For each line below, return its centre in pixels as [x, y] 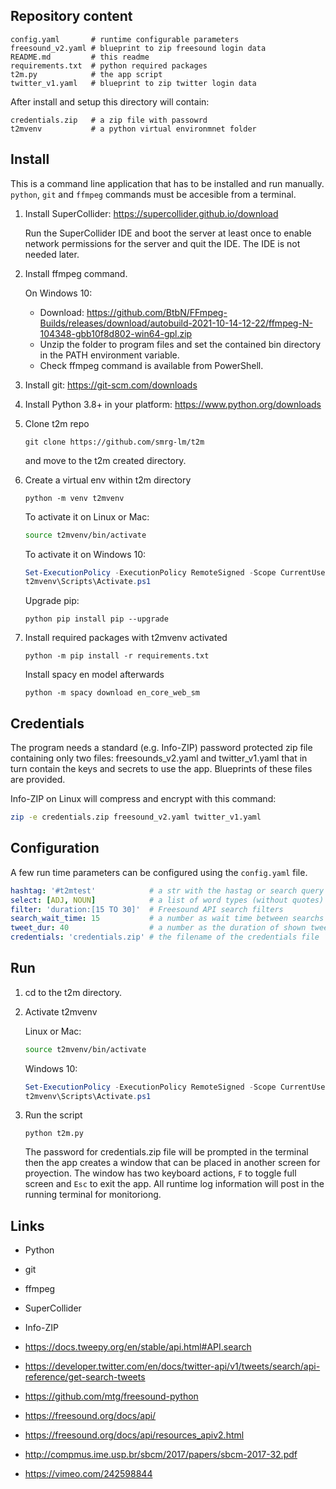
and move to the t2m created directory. [105, 460]
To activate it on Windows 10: [85, 554]
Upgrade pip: [52, 601]
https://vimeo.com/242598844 [88, 1474]
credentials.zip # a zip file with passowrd [109, 120]
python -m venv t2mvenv [74, 498]
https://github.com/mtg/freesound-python [111, 1396]
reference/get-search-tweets [85, 1377]
